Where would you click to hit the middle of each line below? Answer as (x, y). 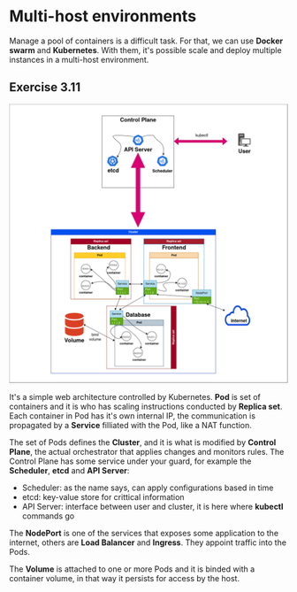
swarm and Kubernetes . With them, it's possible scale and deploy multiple (145, 50)
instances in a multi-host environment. (79, 59)
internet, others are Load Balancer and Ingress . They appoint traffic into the (148, 542)
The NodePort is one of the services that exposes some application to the (144, 533)
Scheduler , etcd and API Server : (69, 470)
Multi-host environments (103, 16)
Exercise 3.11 (45, 87)
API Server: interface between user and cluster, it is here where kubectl (152, 506)
